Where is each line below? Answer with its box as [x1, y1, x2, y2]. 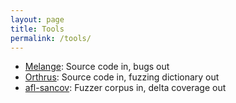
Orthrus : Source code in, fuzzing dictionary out [24, 71, 220, 83]
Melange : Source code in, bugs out [24, 61, 170, 73]
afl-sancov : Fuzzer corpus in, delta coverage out [24, 82, 227, 94]
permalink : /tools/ [10, 33, 92, 43]
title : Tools [10, 24, 65, 34]
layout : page [10, 14, 65, 25]
